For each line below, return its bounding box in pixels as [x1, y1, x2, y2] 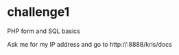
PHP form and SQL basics [7, 27, 81, 35]
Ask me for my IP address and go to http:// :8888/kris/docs [7, 40, 173, 48]
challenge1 [7, 4, 70, 20]
